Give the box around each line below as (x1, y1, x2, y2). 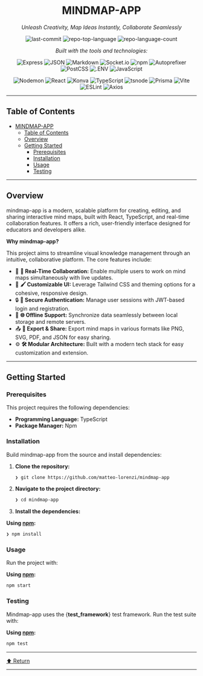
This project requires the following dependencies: (6, 404, 130, 411)
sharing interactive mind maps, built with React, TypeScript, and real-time (6, 213, 189, 221)
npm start (6, 582, 31, 589)
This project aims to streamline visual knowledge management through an (6, 249, 190, 257)
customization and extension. (14, 349, 89, 356)
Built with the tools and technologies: (55, 47, 148, 54)
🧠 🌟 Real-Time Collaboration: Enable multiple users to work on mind (14, 267, 186, 275)
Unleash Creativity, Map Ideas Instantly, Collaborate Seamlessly (21, 24, 182, 31)
